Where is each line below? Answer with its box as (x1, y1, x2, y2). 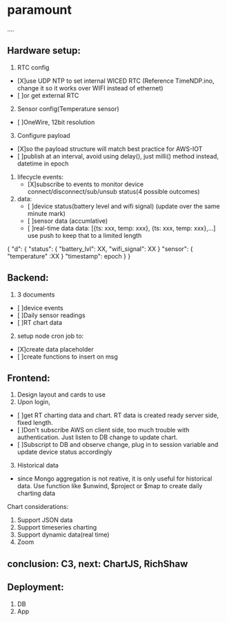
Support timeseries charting (17, 523, 97, 532)
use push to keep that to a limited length (27, 231, 142, 239)
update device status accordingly (17, 448, 112, 457)
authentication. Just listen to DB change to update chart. (17, 433, 178, 441)
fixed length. (17, 419, 53, 427)
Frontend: (7, 372, 50, 384)
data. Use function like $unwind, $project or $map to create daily (17, 482, 203, 490)
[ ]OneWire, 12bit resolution (17, 118, 95, 126)
